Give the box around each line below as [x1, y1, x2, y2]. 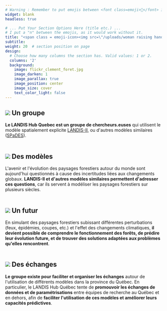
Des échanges [11, 260, 57, 269]
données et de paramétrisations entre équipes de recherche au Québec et [5, 289, 160, 295]
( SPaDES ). [5, 132, 26, 138]
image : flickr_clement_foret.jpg [14, 67, 83, 72]
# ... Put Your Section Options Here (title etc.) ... [5, 25, 121, 30]
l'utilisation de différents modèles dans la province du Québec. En [5, 279, 140, 285]
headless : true [5, 16, 37, 21]
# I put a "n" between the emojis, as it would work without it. [5, 30, 143, 35]
